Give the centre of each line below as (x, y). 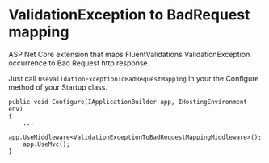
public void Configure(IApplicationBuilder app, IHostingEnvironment (128, 102)
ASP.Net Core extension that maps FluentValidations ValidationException (129, 54)
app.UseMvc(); (46, 144)
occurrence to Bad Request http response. (79, 63)
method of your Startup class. (58, 87)
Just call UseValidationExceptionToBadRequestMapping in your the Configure (134, 78)
